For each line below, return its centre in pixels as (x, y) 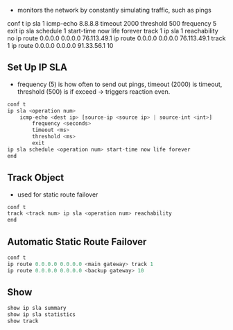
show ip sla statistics (42, 315)
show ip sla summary (37, 308)
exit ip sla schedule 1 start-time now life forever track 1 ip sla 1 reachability (113, 31)
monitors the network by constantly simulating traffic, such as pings (114, 10)
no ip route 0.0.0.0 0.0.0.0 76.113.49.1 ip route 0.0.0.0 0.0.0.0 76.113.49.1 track (116, 38)
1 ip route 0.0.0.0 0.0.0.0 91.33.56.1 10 (60, 46)
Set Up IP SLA (37, 68)
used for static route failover (58, 195)
